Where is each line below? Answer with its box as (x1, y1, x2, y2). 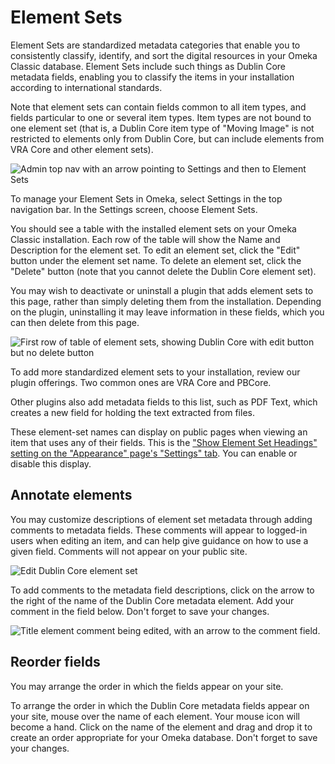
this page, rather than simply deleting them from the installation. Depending (10, 295, 322, 307)
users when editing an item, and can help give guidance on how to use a (10, 534, 309, 546)
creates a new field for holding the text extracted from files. (10, 406, 255, 418)
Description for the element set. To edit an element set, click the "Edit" (10, 244, 301, 256)
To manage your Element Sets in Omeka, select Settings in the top (10, 192, 283, 205)
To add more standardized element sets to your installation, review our (10, 366, 301, 378)
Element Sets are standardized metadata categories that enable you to (10, 39, 301, 51)
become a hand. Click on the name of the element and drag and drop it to (10, 721, 313, 733)
